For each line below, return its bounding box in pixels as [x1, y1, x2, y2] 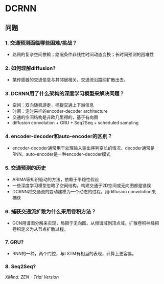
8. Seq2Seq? [5, 263, 36, 270]
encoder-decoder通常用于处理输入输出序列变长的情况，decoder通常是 [12, 145, 155, 151]
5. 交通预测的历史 [5, 164, 47, 171]
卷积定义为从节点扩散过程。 [12, 226, 69, 232]
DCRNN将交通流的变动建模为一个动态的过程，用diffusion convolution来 [12, 189, 156, 195]
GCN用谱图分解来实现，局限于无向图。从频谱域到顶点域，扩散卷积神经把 [12, 220, 160, 226]
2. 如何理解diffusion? [5, 64, 56, 71]
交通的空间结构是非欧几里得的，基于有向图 [12, 114, 98, 120]
